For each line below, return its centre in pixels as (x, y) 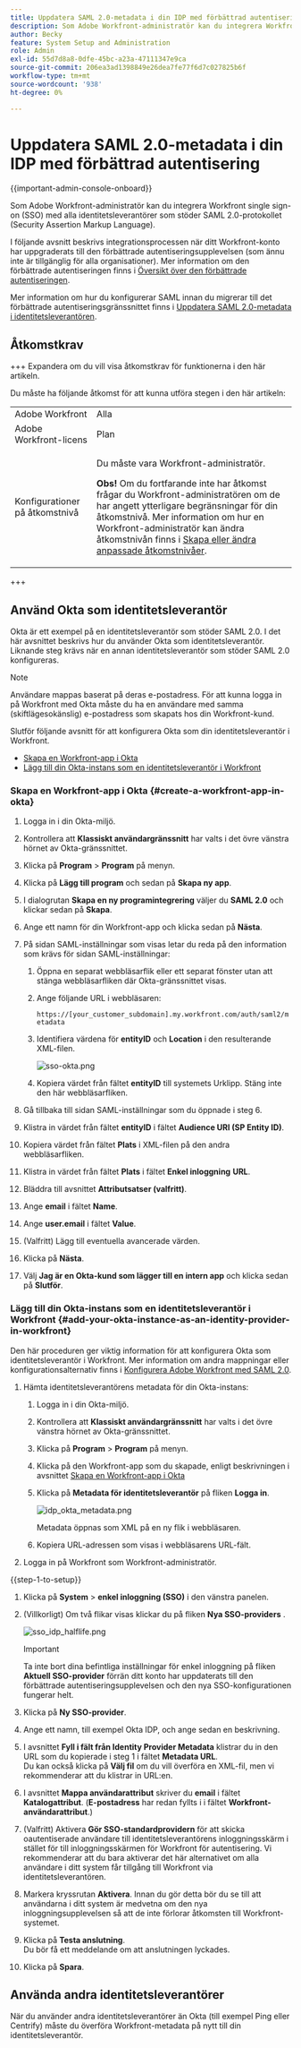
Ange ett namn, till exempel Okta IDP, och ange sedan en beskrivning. (151, 1729)
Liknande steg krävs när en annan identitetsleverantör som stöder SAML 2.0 (150, 651)
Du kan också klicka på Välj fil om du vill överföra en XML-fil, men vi (149, 1766)
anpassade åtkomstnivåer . (152, 551)
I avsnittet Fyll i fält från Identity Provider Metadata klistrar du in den (150, 1746)
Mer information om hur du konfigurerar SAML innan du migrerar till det (141, 297)
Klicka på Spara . (53, 1967)
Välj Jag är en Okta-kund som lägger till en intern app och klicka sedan (155, 1276)
